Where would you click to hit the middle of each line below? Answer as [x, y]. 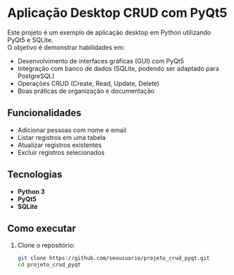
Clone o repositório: [46, 245]
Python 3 [31, 191]
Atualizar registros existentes [59, 145]
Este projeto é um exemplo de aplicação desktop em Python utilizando [109, 32]
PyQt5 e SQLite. [31, 39]
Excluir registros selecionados [61, 152]
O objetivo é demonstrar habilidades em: [66, 47]
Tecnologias [35, 175]
